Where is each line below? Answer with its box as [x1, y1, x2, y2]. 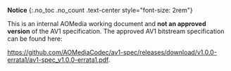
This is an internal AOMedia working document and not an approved [7, 20, 206, 27]
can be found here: [7, 34, 63, 43]
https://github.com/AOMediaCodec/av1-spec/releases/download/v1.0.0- [7, 49, 217, 56]
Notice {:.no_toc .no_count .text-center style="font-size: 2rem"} [7, 6, 193, 14]
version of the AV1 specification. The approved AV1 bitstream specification [7, 27, 225, 35]
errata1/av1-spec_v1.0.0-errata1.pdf [7, 56, 109, 64]
